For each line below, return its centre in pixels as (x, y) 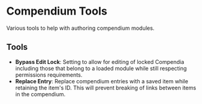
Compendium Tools (57, 11)
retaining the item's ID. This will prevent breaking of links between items (106, 88)
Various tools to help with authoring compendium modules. (80, 28)
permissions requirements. (49, 75)
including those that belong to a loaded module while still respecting (101, 68)
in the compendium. (40, 94)
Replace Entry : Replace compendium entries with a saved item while (102, 81)
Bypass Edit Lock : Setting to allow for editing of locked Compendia (99, 61)
